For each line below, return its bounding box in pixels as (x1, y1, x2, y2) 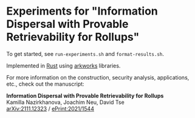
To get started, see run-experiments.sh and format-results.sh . (6, 50, 164, 57)
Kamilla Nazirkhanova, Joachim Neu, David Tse (6, 99, 125, 106)
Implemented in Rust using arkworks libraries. (6, 62, 121, 69)
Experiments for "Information (6, 4, 158, 18)
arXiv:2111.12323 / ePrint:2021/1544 (6, 105, 94, 112)
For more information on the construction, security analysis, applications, (6, 74, 190, 81)
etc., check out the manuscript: (6, 80, 84, 88)
